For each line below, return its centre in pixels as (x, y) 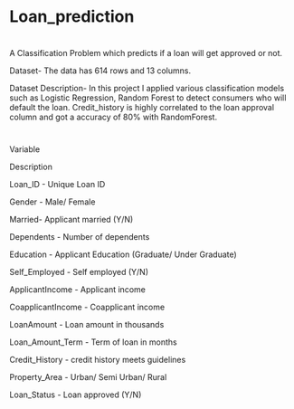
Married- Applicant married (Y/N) (71, 219)
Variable (25, 149)
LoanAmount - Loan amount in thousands (87, 324)
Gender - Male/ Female (52, 202)
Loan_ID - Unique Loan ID (57, 184)
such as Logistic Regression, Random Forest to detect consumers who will (148, 98)
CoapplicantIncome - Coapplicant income (87, 307)
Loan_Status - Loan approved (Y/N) (76, 395)
